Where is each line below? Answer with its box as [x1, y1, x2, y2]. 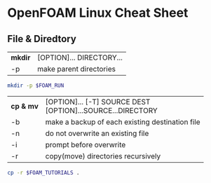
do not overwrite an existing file [45, 128, 149, 138]
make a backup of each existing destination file [45, 117, 200, 127]
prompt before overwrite [45, 140, 126, 149]
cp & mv [11, 101, 39, 111]
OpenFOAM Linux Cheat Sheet [7, 5, 189, 21]
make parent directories [37, 65, 116, 74]
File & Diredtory [7, 33, 77, 45]
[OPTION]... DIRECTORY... [37, 53, 123, 62]
